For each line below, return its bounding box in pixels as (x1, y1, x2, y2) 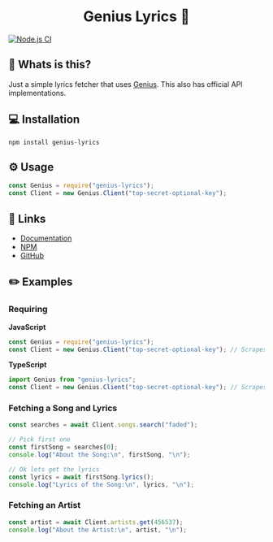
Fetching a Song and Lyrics (8, 402, 118, 414)
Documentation (19, 233, 72, 243)
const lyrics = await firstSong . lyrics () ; (8, 473, 154, 481)
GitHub (19, 250, 45, 260)
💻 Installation (8, 113, 80, 127)
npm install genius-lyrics (8, 138, 100, 146)
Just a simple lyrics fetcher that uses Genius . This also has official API (8, 79, 243, 89)
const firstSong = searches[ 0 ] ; (8, 443, 118, 452)
